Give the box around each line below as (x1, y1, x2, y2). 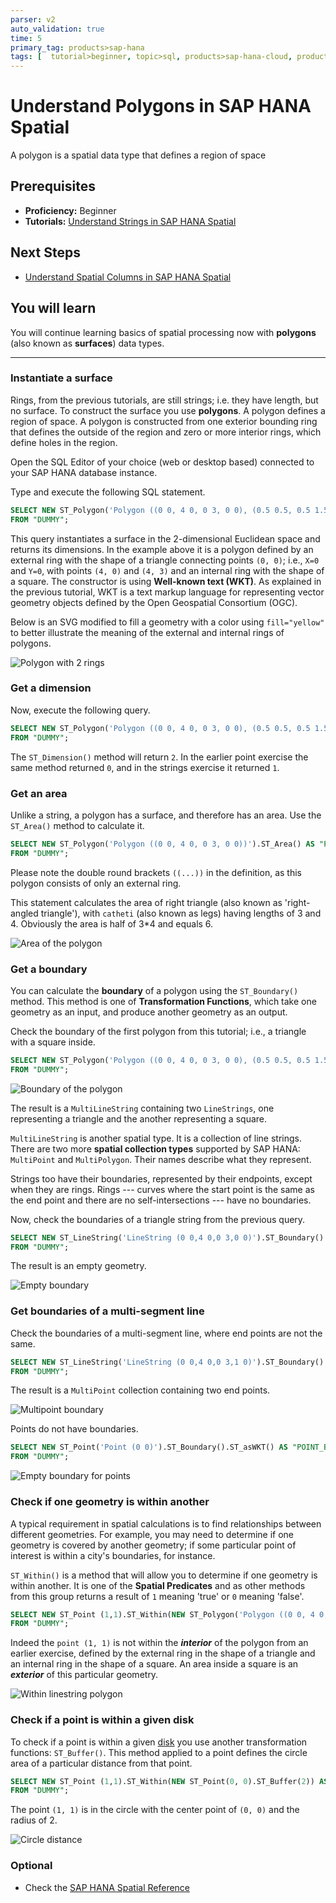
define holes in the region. (10, 436, 118, 448)
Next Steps (10, 244, 81, 261)
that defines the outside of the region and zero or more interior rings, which (10, 426, 322, 438)
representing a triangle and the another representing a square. (10, 1112, 267, 1125)
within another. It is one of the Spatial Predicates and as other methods (10, 1579, 306, 1591)
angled (10, 907, 39, 919)
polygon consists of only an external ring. (10, 877, 182, 889)
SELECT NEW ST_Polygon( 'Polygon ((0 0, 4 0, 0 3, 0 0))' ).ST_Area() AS (10, 839, 315, 849)
